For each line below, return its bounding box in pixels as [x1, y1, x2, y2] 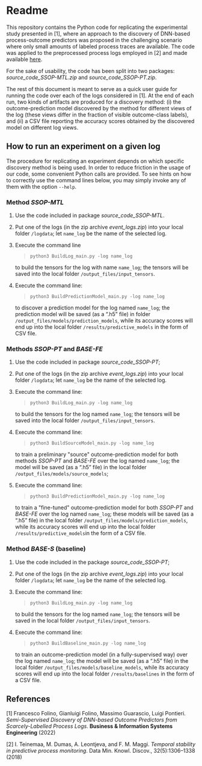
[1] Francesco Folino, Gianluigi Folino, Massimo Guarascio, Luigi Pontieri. [6, 710, 186, 717]
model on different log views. [6, 124, 79, 131]
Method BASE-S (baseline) [6, 545, 86, 553]
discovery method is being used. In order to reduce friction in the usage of [6, 163, 191, 171]
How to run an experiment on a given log [6, 141, 161, 151]
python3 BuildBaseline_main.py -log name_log [29, 640, 146, 646]
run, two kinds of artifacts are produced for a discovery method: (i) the [6, 98, 182, 106]
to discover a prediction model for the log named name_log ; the [14, 304, 170, 311]
